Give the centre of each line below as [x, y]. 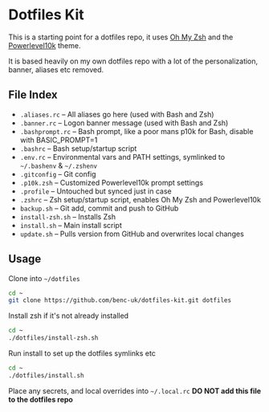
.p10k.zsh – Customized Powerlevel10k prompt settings [111, 182]
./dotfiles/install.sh [46, 375]
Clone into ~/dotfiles [44, 278]
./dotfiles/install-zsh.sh [53, 338]
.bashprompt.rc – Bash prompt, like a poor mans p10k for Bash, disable [137, 131]
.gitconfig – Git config [58, 173]
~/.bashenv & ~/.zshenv [59, 165]
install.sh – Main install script [71, 225]
